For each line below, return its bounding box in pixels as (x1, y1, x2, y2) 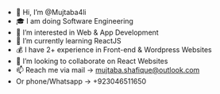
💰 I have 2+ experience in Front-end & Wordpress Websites (15, 45, 212, 55)
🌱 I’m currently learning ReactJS (15, 36, 122, 45)
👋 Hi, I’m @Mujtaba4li (15, 8, 87, 17)
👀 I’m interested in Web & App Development (15, 28, 159, 37)
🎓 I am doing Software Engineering (15, 17, 133, 25)
